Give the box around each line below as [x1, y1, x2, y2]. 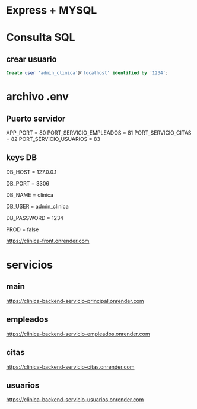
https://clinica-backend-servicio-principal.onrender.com [6, 297, 144, 304]
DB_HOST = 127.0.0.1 [6, 168, 57, 175]
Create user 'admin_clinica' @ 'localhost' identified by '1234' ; [6, 70, 169, 76]
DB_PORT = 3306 [6, 180, 49, 187]
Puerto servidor [6, 113, 66, 123]
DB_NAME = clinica [6, 191, 53, 199]
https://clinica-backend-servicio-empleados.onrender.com [6, 330, 150, 337]
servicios [6, 258, 53, 271]
